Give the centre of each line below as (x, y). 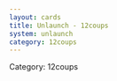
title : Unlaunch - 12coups (59, 26)
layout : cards (35, 17)
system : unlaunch (41, 33)
